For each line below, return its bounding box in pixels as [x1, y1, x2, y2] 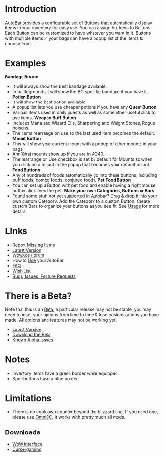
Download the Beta [12, 331, 51, 337]
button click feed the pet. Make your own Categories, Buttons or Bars [12, 187, 155, 193]
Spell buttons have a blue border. [12, 375, 79, 381]
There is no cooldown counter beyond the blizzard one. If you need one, [12, 408, 158, 415]
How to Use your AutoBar [12, 257, 64, 263]
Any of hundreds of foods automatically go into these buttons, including [12, 172, 157, 178]
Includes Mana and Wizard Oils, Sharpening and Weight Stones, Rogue [12, 120, 156, 126]
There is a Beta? [5, 290, 72, 301]
